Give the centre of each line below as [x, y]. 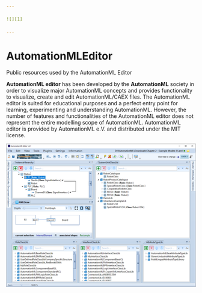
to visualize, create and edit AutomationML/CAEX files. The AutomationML [98, 97]
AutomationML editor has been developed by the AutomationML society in [100, 84]
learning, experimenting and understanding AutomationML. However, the [96, 110]
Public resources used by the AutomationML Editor [69, 73]
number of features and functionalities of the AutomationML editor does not [100, 116]
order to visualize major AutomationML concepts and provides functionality [99, 91]
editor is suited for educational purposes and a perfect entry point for [92, 103]
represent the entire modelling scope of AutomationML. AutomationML [94, 123]
